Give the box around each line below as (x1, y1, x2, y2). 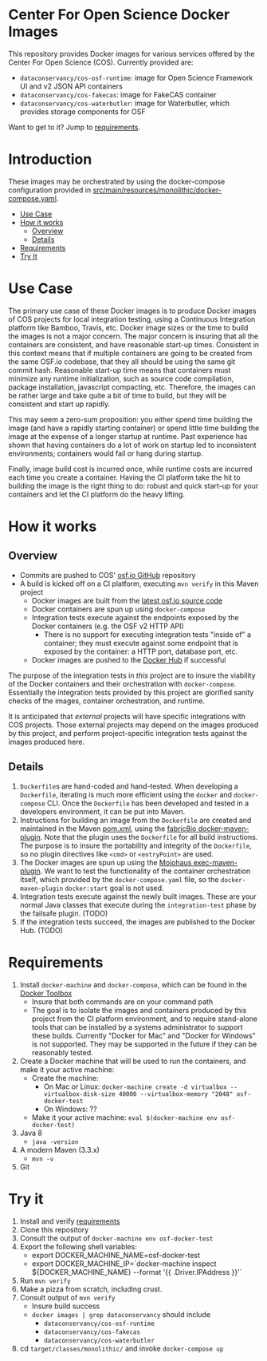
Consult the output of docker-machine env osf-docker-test (19, 1233, 214, 1243)
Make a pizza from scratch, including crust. (19, 1284, 163, 1294)
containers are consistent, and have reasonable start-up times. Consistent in (8, 339, 260, 349)
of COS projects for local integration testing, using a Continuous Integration (8, 314, 256, 324)
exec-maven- (193, 857, 238, 867)
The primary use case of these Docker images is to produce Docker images (8, 306, 257, 315)
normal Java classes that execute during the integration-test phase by (19, 900, 257, 909)
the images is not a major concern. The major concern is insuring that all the (8, 331, 259, 341)
